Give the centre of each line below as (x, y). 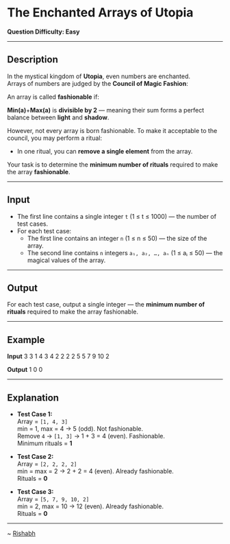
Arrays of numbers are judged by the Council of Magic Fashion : (98, 83)
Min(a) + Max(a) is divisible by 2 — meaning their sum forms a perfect (106, 110)
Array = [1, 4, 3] (42, 421)
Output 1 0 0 (25, 370)
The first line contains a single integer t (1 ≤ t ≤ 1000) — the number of (117, 216)
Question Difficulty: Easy (43, 32)
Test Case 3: (35, 492)
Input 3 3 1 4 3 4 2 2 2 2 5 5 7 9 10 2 (58, 356)
